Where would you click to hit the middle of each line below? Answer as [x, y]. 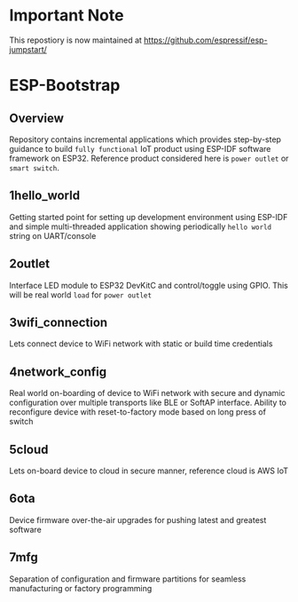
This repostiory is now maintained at [75, 40]
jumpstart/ [28, 49]
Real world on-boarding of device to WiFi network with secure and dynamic [147, 393]
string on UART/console [53, 235]
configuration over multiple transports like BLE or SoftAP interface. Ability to [148, 403]
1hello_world [45, 196]
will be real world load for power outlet [81, 295]
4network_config [58, 372]
